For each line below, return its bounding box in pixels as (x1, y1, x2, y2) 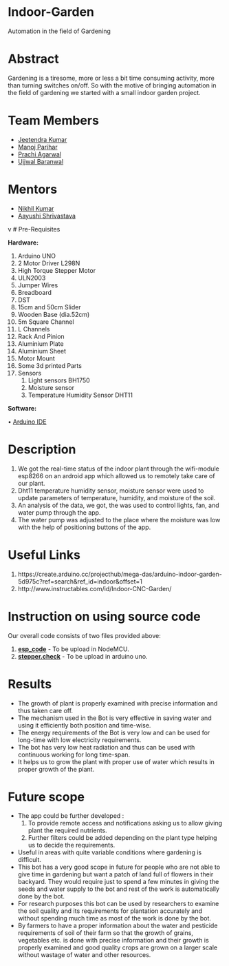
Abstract (8, 51, 59, 67)
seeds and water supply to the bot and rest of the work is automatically (17, 885, 219, 893)
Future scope (8, 789, 85, 805)
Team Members (8, 113, 99, 128)
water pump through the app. (17, 508, 101, 517)
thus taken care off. (17, 706, 74, 715)
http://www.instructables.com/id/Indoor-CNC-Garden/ (17, 584, 172, 593)
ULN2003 (17, 274, 46, 282)
